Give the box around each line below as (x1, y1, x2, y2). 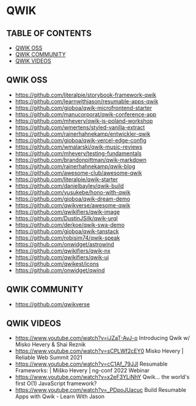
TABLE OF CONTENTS (6, 28, 92, 39)
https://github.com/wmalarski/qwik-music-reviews (15, 143, 142, 150)
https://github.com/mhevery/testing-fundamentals (15, 149, 142, 157)
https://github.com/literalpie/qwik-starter (15, 175, 118, 183)
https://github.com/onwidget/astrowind (15, 240, 114, 248)
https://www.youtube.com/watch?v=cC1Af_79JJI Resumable (15, 360, 168, 367)
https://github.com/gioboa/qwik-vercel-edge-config (15, 136, 147, 144)
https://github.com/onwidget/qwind (15, 267, 105, 274)
